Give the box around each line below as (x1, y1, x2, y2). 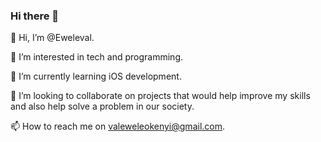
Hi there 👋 (10, 9, 60, 23)
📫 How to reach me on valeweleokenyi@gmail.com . (10, 120, 226, 133)
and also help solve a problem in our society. (10, 100, 195, 113)
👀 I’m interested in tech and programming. (10, 51, 184, 63)
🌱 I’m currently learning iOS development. (10, 70, 182, 83)
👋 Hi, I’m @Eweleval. (10, 32, 95, 44)
